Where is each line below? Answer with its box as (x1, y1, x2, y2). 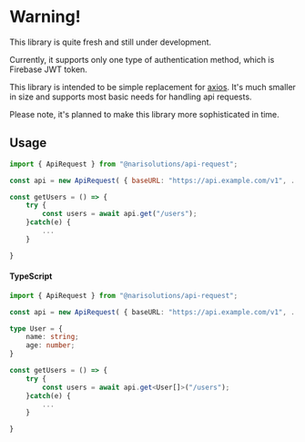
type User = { (9, 324, 64, 334)
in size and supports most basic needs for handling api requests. (9, 91, 252, 102)
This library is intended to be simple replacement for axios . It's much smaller (9, 81, 296, 92)
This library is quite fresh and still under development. (9, 36, 212, 47)
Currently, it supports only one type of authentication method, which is (9, 54, 275, 65)
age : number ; (25, 341, 76, 350)
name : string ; (25, 333, 79, 342)
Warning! (9, 6, 81, 27)
